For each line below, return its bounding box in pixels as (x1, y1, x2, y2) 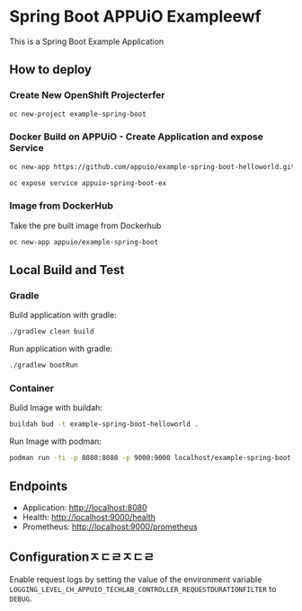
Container (9, 382, 54, 394)
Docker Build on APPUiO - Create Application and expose (9, 130, 263, 143)
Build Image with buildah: (9, 403, 103, 413)
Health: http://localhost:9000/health (22, 512, 155, 523)
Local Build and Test (9, 262, 125, 278)
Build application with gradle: (9, 310, 117, 321)
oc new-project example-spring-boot (9, 110, 147, 119)
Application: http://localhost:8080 (22, 502, 147, 513)
